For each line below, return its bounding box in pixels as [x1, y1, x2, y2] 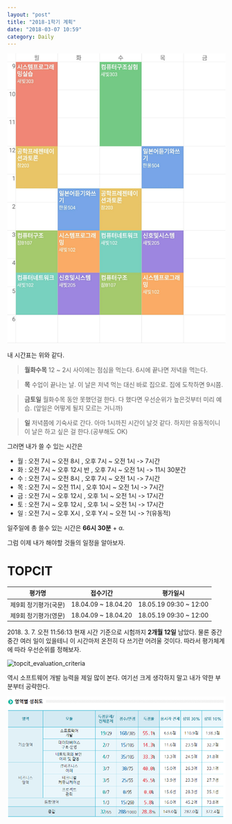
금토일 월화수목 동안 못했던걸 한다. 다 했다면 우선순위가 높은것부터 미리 [24, 395, 215, 404]
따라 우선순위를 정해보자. [14, 645, 82, 654]
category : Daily [7, 33, 54, 40]
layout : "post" [7, 11, 51, 18]
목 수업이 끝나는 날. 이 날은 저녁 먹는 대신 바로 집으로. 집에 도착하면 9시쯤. [24, 381, 224, 389]
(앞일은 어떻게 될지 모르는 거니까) [33, 404, 123, 413]
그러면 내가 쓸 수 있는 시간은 [7, 442, 83, 451]
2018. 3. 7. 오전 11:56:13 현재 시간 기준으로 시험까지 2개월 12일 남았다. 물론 [7, 628, 210, 636]
